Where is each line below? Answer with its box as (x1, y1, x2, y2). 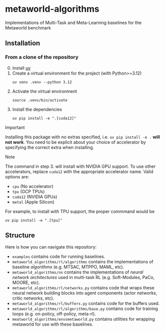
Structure (5, 231, 35, 240)
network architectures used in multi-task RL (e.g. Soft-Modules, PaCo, (12, 275, 155, 280)
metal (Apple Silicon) (12, 199, 55, 204)
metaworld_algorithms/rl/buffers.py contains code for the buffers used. (12, 301, 160, 306)
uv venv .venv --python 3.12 (12, 79, 72, 84)
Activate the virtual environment (12, 88, 77, 94)
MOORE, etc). (12, 280, 40, 285)
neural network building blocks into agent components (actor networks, (12, 290, 158, 296)
